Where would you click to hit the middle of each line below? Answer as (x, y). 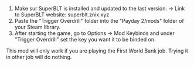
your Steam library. (38, 27)
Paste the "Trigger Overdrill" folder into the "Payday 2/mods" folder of (99, 21)
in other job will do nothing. (39, 57)
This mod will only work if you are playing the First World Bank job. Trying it (97, 51)
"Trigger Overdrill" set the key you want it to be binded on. (85, 39)
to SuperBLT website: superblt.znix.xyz (62, 15)
